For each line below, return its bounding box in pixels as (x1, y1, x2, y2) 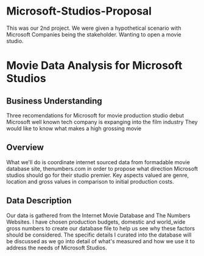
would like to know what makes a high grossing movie (6, 125, 142, 132)
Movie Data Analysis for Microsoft (6, 59, 183, 72)
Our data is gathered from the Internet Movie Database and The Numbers (6, 212, 191, 219)
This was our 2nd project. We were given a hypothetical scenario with (6, 24, 181, 32)
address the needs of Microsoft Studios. (6, 244, 107, 251)
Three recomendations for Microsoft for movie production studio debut (6, 111, 185, 119)
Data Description (6, 196, 72, 206)
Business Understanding (6, 95, 102, 106)
